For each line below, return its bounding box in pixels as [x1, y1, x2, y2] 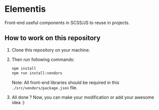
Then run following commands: [11, 56, 75, 62]
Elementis [4, 3, 46, 15]
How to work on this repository [4, 34, 101, 42]
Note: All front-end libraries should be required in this [11, 80, 119, 85]
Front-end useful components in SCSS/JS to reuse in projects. [4, 20, 130, 26]
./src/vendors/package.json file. [11, 84, 78, 90]
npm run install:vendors [11, 70, 63, 76]
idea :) [11, 99, 25, 105]
